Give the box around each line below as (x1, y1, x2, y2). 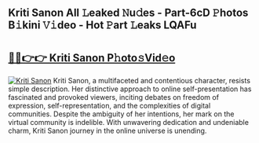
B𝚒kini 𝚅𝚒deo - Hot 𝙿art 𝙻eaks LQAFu (8, 19, 197, 32)
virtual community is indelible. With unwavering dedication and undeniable (8, 118, 250, 126)
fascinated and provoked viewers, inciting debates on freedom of (8, 93, 220, 101)
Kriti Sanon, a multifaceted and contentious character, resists (53, 76, 251, 85)
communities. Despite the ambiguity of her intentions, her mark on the (8, 109, 235, 119)
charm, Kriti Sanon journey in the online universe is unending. (8, 126, 207, 135)
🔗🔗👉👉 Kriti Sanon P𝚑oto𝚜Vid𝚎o (8, 51, 176, 64)
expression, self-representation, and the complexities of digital (8, 101, 211, 110)
